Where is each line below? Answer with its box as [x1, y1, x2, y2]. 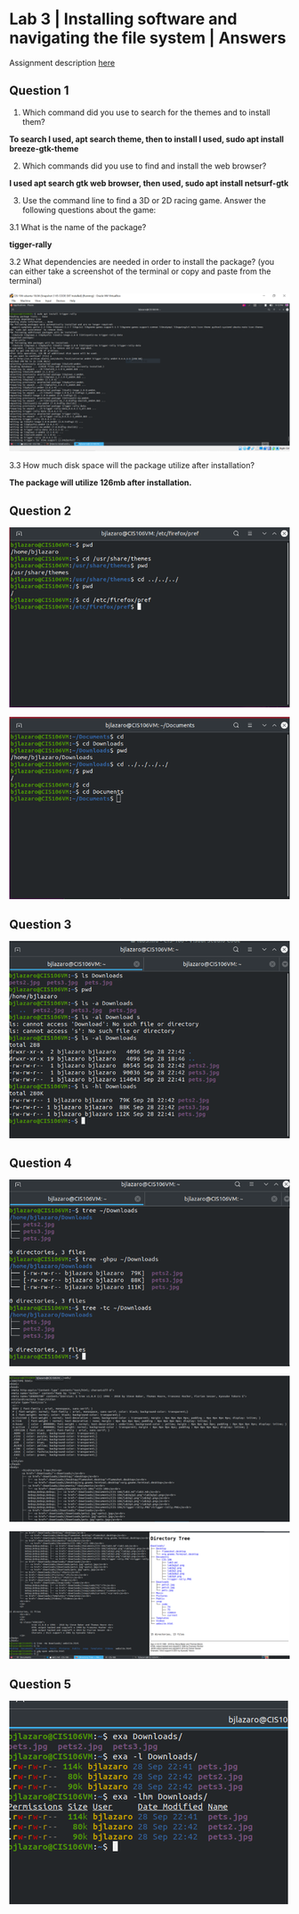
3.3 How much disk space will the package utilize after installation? [9, 460, 255, 471]
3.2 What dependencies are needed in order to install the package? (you [9, 256, 275, 267]
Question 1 [9, 83, 69, 98]
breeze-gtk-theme [9, 143, 79, 153]
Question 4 [9, 1156, 73, 1170]
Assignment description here [9, 57, 116, 68]
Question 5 [9, 1677, 72, 1692]
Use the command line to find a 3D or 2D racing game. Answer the [21, 194, 267, 205]
